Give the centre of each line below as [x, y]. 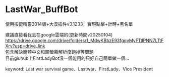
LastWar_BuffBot [42, 9]
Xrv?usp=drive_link [25, 46]
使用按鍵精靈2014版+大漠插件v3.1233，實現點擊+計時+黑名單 [69, 24]
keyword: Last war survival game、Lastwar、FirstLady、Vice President [79, 69]
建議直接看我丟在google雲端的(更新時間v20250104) [59, 34]
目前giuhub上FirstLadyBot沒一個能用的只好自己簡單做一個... [67, 58]
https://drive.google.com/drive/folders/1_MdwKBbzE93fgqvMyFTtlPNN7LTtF [84, 40]
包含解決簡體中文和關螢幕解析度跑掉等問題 [49, 52]
